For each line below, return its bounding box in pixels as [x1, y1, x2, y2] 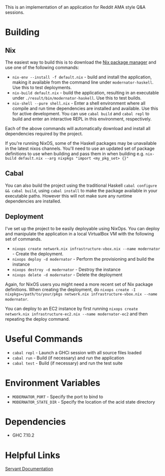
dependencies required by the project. [5, 131, 83, 136]
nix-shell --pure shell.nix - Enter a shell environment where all [12, 101, 146, 106]
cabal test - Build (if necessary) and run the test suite [12, 360, 123, 366]
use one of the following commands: [5, 65, 79, 70]
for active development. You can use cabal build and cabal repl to [12, 111, 150, 116]
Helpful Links [5, 449, 61, 461]
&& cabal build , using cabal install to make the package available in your [5, 187, 158, 194]
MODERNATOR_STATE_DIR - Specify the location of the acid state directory [12, 399, 155, 405]
